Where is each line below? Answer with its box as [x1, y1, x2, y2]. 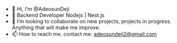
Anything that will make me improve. [11, 24, 100, 31]
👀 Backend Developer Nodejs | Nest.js [11, 12, 105, 19]
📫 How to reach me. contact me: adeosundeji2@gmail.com [11, 31, 158, 37]
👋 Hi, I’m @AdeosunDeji [11, 6, 70, 12]
